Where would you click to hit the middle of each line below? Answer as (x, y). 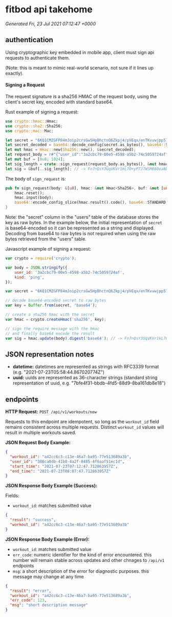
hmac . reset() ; (29, 193)
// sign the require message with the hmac (52, 329)
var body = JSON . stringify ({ (36, 268)
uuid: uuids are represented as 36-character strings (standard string (85, 378)
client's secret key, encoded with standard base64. (59, 102)
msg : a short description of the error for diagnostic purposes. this (81, 571)
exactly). (15, 73)
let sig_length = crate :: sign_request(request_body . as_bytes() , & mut (81, 164)
